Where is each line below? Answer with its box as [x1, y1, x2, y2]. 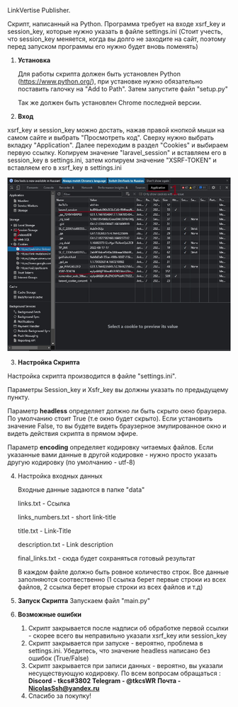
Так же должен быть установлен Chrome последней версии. [17, 98, 202, 107]
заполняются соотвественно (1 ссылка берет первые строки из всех [17, 575, 227, 584]
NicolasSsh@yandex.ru [28, 684, 100, 693]
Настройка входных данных [17, 472, 103, 481]
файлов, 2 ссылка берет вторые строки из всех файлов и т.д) [17, 583, 203, 592]
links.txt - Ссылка [17, 499, 71, 508]
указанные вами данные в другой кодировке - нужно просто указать [7, 451, 217, 459]
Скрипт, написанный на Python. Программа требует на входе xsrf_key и [7, 20, 226, 28]
